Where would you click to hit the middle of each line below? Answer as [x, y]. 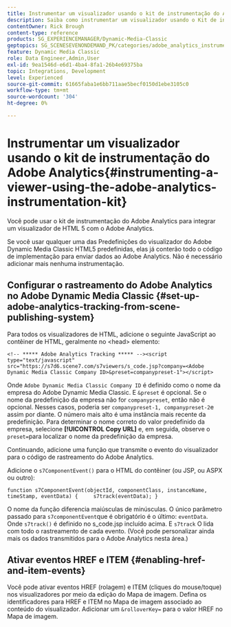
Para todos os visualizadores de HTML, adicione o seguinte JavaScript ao [112, 334]
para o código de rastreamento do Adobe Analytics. [80, 457]
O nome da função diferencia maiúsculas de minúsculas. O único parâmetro [114, 509]
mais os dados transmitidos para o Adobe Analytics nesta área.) [98, 538]
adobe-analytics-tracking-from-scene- [94, 307]
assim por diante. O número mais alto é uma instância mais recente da [107, 414]
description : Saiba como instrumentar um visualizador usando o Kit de [112, 20]
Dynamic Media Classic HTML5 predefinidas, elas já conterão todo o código [115, 249]
